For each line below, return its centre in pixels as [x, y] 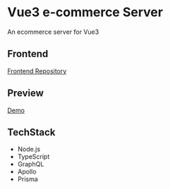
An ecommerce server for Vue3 [53, 32]
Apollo [27, 172]
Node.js [29, 150]
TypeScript [34, 157]
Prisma [28, 179]
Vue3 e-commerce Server [85, 12]
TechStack [31, 132]
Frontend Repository [37, 71]
